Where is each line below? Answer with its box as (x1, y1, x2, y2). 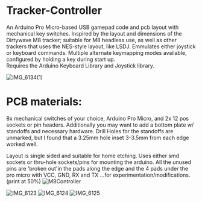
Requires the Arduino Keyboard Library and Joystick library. (6, 62, 155, 69)
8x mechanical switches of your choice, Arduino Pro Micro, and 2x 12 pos (6, 115, 189, 122)
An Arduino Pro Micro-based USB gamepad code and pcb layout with (6, 24, 179, 31)
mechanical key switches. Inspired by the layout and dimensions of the (6, 30, 182, 37)
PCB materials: (6, 95, 83, 109)
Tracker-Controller (6, 4, 103, 17)
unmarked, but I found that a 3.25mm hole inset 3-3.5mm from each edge (6, 134, 189, 141)
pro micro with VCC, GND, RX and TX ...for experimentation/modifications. (6, 171, 191, 178)
